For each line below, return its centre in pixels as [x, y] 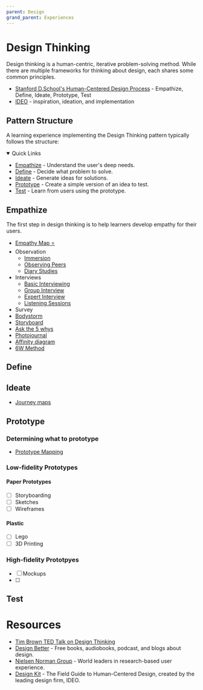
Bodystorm [29, 316]
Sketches [27, 502]
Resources [34, 625]
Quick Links [26, 153]
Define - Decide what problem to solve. [64, 172]
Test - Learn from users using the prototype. [70, 191]
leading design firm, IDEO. [47, 680]
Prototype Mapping [39, 452]
